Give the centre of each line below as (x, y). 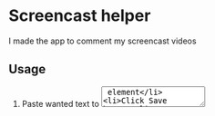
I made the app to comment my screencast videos (102, 41)
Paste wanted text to (60, 103)
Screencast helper (80, 16)
